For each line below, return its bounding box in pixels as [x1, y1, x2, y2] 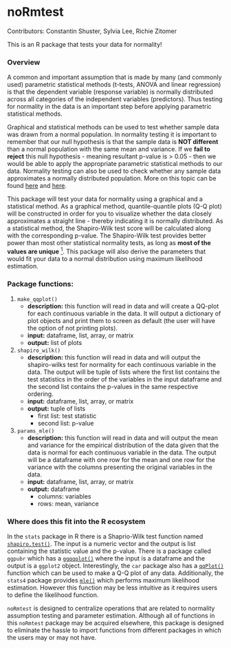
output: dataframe [27, 485, 80, 493]
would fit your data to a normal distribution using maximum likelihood [7, 254, 203, 262]
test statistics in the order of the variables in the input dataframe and [27, 375, 222, 384]
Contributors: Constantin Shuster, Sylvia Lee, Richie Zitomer [7, 27, 177, 35]
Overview [7, 57, 41, 67]
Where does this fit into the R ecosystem [7, 517, 146, 527]
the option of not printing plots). [27, 324, 118, 333]
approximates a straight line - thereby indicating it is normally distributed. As [7, 217, 223, 225]
